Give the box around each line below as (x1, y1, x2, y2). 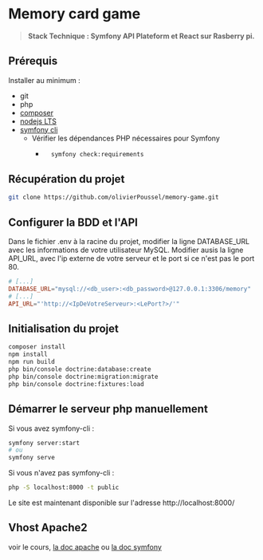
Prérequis (8, 54, 58, 68)
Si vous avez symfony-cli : (8, 424, 95, 433)
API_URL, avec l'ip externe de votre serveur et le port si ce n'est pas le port (8, 254, 255, 263)
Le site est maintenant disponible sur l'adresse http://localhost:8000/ (8, 498, 235, 507)
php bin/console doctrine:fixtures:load (8, 380, 145, 388)
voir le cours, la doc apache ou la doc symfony (8, 542, 162, 551)
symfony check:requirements (50, 150, 144, 158)
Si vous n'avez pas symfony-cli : (8, 468, 115, 478)
